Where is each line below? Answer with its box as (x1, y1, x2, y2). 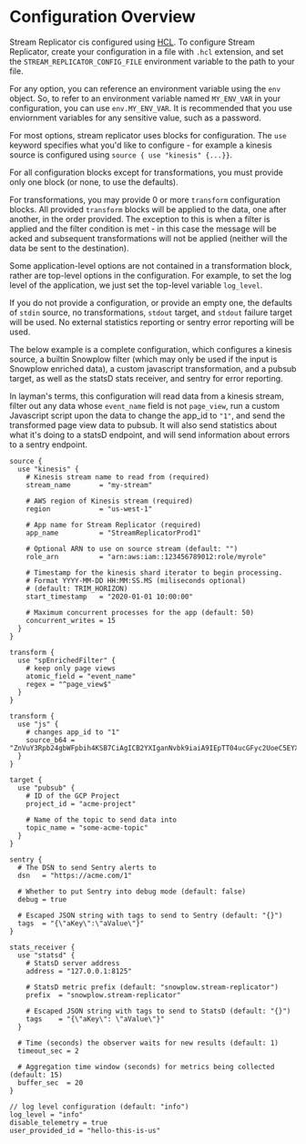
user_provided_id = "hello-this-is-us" (9, 1126, 161, 1135)
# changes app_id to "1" (25, 727, 120, 737)
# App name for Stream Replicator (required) (25, 520, 202, 529)
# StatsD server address (25, 958, 120, 967)
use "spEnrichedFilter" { (17, 656, 117, 665)
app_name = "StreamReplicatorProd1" (25, 528, 202, 537)
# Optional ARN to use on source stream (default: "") (25, 544, 239, 553)
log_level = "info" (9, 1109, 84, 1119)
